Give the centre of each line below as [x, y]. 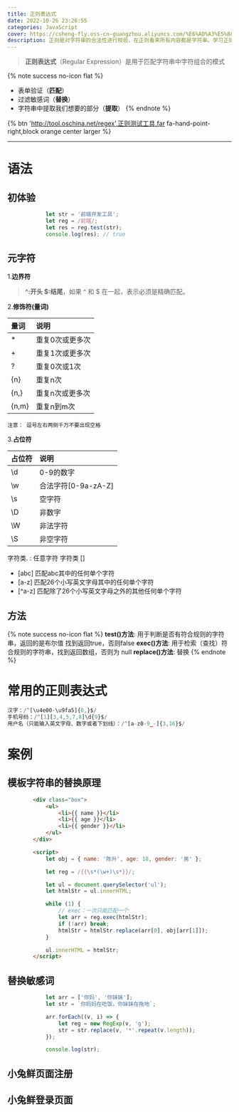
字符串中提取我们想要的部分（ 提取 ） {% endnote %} [94, 108]
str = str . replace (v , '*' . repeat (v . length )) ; [127, 1030]
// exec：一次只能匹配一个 [93, 911]
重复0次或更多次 [63, 340]
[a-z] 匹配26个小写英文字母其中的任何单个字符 [86, 582]
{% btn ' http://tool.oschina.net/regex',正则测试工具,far [86, 124]
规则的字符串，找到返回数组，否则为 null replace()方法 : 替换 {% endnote [119, 652]
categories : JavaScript [43, 27]
